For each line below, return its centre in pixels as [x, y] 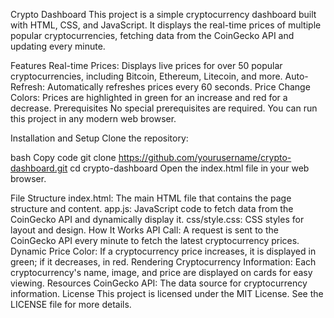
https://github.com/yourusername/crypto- [205, 157]
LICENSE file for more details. [71, 304]
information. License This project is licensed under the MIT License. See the [167, 293]
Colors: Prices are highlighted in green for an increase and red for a [149, 97]
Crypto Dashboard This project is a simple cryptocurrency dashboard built [163, 14]
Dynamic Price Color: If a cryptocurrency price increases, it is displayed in [163, 251]
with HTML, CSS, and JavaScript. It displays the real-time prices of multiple [166, 25]
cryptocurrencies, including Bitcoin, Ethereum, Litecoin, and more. [146, 76]
